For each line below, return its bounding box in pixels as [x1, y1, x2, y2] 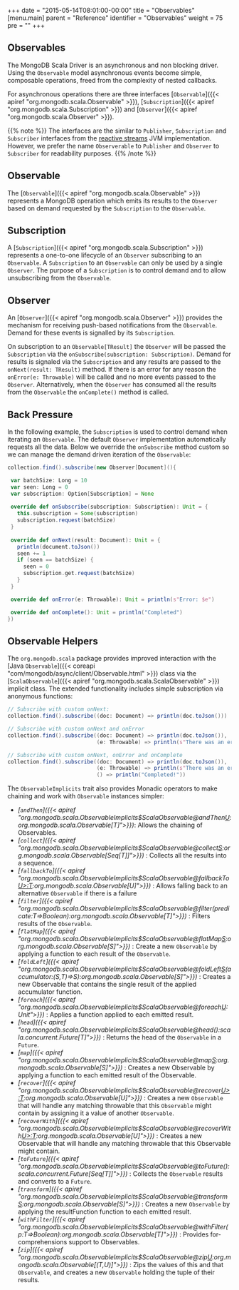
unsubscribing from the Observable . [7, 274, 112, 283]
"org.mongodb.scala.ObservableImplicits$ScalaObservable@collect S [17, 843, 223, 852]
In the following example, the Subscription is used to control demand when [7, 427, 228, 436]
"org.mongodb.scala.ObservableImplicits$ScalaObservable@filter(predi [17, 904, 230, 913]
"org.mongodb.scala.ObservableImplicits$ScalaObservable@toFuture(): [17, 1162, 230, 1171]
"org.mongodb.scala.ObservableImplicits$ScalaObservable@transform [17, 1192, 228, 1201]
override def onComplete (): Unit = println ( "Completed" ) [10, 609, 183, 616]
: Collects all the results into [145, 851, 227, 860]
